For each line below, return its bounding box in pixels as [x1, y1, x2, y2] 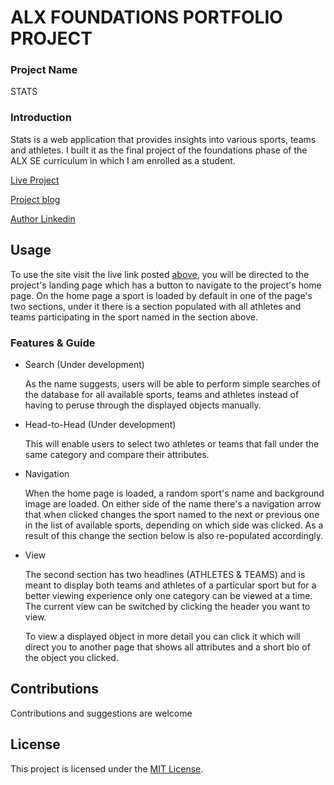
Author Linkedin [10, 212, 76, 225]
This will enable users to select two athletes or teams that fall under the [24, 437, 320, 450]
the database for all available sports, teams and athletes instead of [24, 388, 300, 400]
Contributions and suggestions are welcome [10, 707, 193, 719]
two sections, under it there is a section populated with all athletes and [10, 300, 302, 312]
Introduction [10, 111, 72, 125]
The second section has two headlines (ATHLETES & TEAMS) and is [24, 568, 306, 580]
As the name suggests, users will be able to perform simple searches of [24, 377, 321, 390]
